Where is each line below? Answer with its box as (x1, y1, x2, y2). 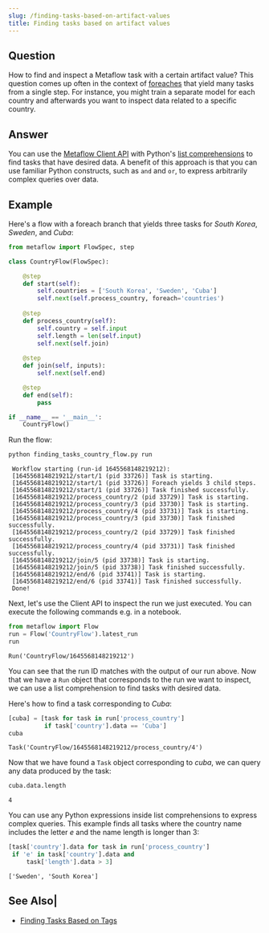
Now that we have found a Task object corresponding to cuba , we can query (8, 758, 261, 768)
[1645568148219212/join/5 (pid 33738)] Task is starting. (11, 556, 210, 564)
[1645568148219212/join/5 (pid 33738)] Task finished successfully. (11, 564, 247, 572)
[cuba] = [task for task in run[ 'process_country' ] (8, 714, 185, 723)
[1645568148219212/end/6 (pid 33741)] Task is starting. (11, 571, 206, 579)
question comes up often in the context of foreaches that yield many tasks (8, 79, 255, 88)
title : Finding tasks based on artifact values (8, 19, 171, 27)
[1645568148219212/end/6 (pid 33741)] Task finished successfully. (11, 577, 243, 586)
